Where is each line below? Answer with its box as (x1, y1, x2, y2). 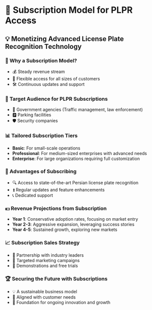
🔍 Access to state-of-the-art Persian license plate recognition (12, 180, 139, 186)
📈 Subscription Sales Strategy (5, 239, 80, 246)
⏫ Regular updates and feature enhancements (12, 187, 105, 193)
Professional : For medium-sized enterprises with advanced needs (12, 151, 147, 156)
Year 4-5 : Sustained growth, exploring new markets (12, 227, 118, 232)
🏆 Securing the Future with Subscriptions (5, 275, 108, 282)
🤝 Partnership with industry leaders (12, 252, 84, 258)
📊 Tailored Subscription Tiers (5, 132, 78, 139)
